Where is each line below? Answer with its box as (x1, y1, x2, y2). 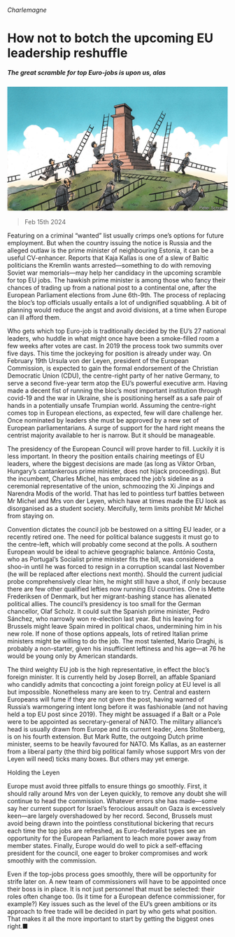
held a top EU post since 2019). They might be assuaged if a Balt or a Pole (7, 710, 221, 718)
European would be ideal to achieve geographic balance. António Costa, (7, 547, 215, 556)
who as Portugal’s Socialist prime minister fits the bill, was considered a (7, 555, 213, 563)
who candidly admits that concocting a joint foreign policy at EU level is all (7, 680, 221, 689)
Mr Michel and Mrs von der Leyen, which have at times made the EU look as (7, 497, 227, 505)
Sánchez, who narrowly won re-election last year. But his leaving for (7, 615, 204, 623)
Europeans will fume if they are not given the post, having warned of (7, 695, 205, 704)
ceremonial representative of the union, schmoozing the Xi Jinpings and (7, 482, 215, 491)
